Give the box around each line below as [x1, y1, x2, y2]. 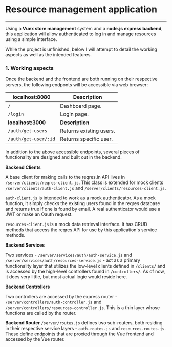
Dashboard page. [60, 103, 102, 110]
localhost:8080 [12, 94, 51, 101]
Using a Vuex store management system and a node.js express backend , [5, 25, 163, 31]
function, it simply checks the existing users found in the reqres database [5, 200, 160, 207]
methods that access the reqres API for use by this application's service [5, 227, 157, 233]
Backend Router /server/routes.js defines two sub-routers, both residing [5, 320, 163, 326]
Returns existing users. [60, 127, 115, 134]
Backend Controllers [5, 283, 50, 290]
